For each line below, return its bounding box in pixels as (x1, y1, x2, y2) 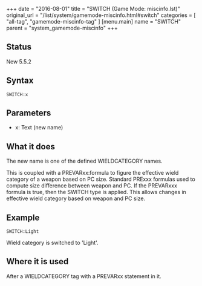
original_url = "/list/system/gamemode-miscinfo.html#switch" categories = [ (6, 11, 196, 19)
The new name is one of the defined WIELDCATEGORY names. (6, 157, 163, 165)
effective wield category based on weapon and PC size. (6, 195, 146, 202)
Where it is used (6, 256, 69, 267)
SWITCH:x (6, 91, 28, 97)
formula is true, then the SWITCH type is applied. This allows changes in (6, 189, 186, 196)
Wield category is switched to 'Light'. (6, 239, 99, 247)
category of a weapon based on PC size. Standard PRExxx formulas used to (6, 175, 195, 183)
